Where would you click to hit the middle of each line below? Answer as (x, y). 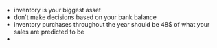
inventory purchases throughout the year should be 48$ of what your (112, 24)
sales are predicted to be (49, 32)
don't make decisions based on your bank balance (85, 17)
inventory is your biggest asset (57, 10)
